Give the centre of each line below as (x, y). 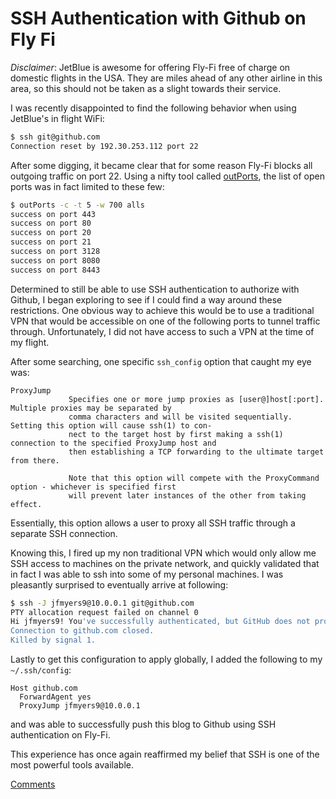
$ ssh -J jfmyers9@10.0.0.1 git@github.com (102, 603)
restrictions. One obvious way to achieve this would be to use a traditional (162, 310)
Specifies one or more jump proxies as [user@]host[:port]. (196, 399)
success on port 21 (51, 242)
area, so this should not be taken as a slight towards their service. (146, 88)
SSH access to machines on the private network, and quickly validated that (165, 563)
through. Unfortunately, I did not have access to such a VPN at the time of (162, 331)
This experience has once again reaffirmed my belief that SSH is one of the (165, 754)
